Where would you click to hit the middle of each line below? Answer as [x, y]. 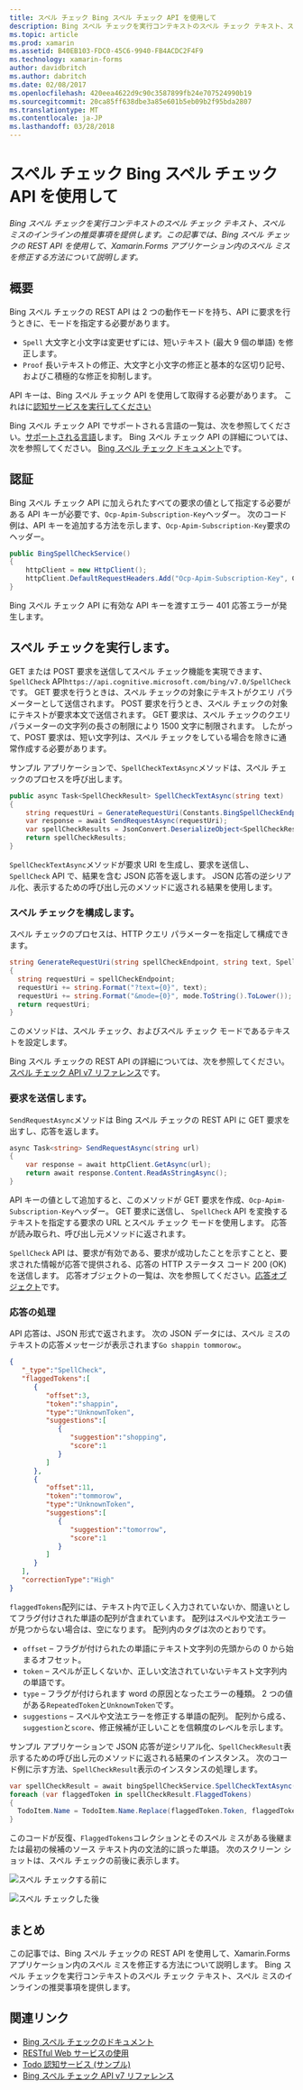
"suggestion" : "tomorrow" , [119, 1529]
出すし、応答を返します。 [56, 1131]
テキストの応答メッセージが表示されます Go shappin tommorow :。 [128, 1345]
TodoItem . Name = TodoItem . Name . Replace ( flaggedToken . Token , [133, 1811]
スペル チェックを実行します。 [93, 648]
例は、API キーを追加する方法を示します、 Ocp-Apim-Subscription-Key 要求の [150, 525]
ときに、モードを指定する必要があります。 [96, 323]
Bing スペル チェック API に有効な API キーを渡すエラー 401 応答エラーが [144, 605]
